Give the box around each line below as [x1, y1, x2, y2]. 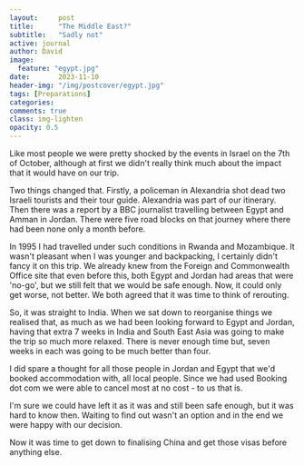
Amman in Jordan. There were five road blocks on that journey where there [9, 214, 291, 224]
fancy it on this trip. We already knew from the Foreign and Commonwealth [9, 261, 290, 271]
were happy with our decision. [9, 420, 123, 430]
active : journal [9, 38, 71, 48]
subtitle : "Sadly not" [9, 30, 103, 39]
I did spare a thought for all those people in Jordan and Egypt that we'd [9, 363, 276, 373]
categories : [9, 97, 54, 107]
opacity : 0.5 [9, 124, 59, 133]
